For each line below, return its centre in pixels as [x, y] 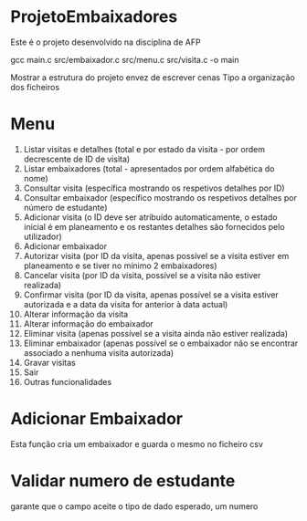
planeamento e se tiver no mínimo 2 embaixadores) [120, 266]
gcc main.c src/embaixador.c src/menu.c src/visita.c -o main [125, 59]
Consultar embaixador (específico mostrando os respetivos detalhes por [160, 197]
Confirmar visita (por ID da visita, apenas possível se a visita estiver [151, 295]
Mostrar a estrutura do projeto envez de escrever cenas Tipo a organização [153, 77]
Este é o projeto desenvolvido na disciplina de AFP [106, 42]
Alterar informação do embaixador [88, 323]
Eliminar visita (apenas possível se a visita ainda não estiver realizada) [156, 333]
